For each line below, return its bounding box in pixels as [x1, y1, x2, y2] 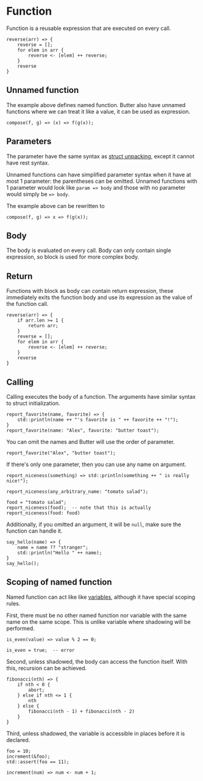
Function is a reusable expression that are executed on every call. [6, 24, 171, 32]
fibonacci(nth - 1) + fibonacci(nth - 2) [28, 708, 135, 714]
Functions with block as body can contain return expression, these [6, 287, 174, 295]
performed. [6, 624, 35, 632]
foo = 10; [6, 748, 32, 754]
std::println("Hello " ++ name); [17, 550, 102, 556]
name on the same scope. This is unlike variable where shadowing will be [6, 618, 191, 625]
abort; [28, 687, 45, 693]
